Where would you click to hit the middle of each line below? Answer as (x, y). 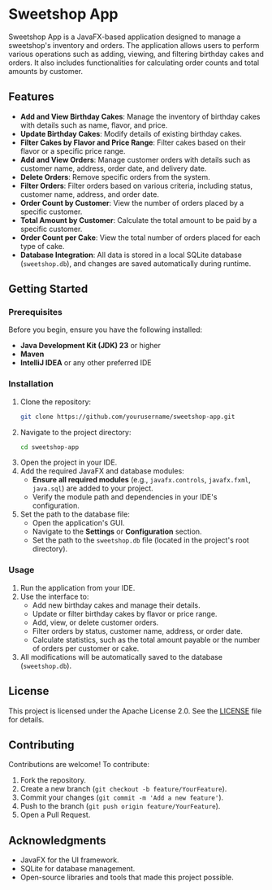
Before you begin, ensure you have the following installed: (106, 329)
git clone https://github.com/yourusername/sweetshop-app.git (127, 417)
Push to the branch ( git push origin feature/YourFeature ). (120, 806)
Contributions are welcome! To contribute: (79, 765)
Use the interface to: (54, 596)
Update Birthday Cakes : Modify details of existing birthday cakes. (131, 133)
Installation (31, 384)
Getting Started (48, 289)
